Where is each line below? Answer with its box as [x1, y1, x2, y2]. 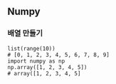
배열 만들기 [7, 28, 43, 38]
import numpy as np [7, 57, 65, 65]
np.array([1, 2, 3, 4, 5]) [7, 63, 88, 70]
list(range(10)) [7, 45, 56, 52]
